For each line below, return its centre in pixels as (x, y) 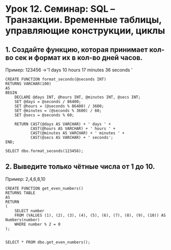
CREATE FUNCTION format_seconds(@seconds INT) (56, 79)
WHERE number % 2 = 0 (37, 224)
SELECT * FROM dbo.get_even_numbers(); (48, 242)
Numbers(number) (23, 220)
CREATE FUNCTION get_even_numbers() (44, 188)
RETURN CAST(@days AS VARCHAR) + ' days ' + (63, 124)
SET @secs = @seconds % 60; (44, 115)
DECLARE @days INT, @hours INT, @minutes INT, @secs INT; (78, 97)
